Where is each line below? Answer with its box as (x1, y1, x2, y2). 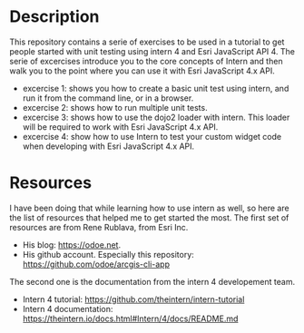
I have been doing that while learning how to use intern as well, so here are (9, 202, 289, 213)
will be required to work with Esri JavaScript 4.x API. (22, 121, 219, 132)
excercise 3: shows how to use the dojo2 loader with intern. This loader (22, 112, 290, 122)
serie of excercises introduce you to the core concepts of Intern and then (9, 55, 283, 66)
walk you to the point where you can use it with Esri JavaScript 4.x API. (9, 65, 275, 76)
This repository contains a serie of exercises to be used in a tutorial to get (9, 36, 285, 47)
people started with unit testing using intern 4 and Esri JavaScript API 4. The (9, 45, 296, 56)
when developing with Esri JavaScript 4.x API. (22, 141, 195, 152)
